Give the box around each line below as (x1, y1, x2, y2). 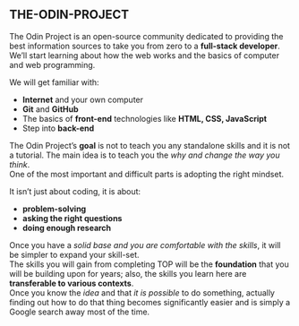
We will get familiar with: (9, 76, 100, 88)
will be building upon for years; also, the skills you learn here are (9, 268, 247, 279)
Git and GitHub (21, 103, 79, 115)
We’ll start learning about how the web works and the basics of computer (9, 49, 280, 61)
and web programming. (9, 59, 96, 70)
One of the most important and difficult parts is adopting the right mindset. (9, 168, 285, 179)
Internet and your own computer (21, 94, 144, 105)
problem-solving (21, 203, 87, 214)
